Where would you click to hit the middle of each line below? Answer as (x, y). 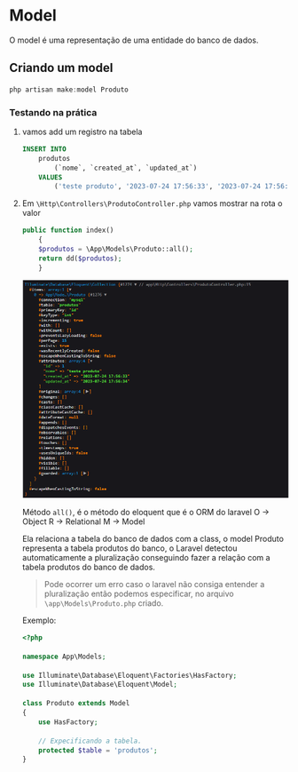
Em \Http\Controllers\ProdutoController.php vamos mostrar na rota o (152, 203)
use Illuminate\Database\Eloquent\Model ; (100, 685)
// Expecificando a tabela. (90, 741)
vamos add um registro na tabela (82, 131)
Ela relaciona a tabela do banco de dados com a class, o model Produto (153, 539)
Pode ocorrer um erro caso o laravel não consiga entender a (154, 585)
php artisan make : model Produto (69, 90)
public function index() (68, 231)
